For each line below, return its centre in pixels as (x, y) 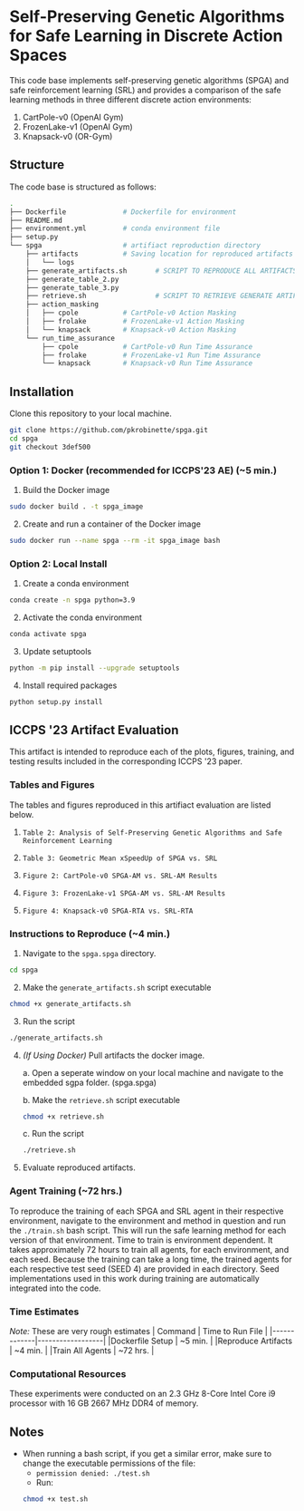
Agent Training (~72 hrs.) (66, 1191)
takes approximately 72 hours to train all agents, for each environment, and (149, 1249)
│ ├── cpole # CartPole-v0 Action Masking (131, 313)
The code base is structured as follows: (83, 187)
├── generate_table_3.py (72, 287)
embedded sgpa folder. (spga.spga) (89, 1082)
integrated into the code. (55, 1288)
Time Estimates (44, 1312)
